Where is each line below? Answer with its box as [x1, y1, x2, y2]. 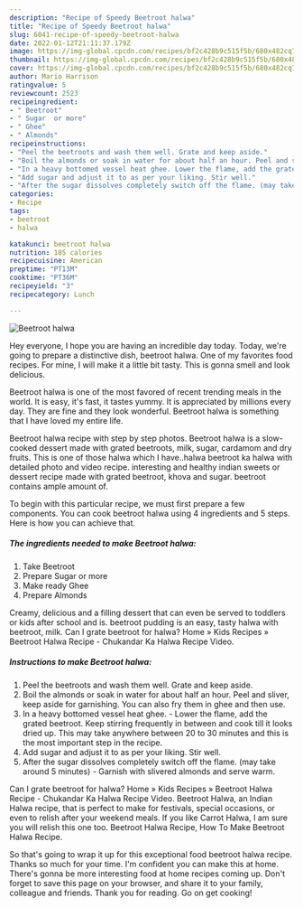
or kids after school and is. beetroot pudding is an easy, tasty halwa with [9, 616, 279, 628]
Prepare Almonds [22, 589, 87, 601]
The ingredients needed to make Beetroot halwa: [9, 538, 197, 549]
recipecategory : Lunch [9, 290, 95, 299]
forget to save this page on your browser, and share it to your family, [9, 877, 263, 888]
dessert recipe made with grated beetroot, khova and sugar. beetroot [9, 471, 266, 482]
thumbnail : [9, 55, 50, 64]
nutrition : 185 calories [9, 248, 103, 257]
